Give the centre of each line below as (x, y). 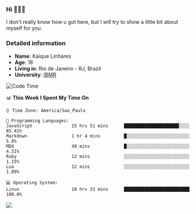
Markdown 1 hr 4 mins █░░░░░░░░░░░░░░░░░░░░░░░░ (98, 136)
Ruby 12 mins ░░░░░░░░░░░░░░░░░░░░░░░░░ (98, 156)
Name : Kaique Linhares (43, 56)
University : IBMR (35, 75)
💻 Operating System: (32, 183)
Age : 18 (24, 62)
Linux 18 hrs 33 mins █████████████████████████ (98, 189)
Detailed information (36, 43)
